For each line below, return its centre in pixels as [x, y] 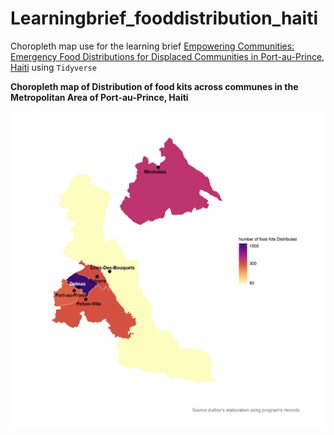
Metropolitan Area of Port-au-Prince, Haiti [99, 97]
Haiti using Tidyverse [53, 67]
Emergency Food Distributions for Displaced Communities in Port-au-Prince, [167, 56]
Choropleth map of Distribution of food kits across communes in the [154, 86]
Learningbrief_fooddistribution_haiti [164, 18]
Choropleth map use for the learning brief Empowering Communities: [152, 46]
